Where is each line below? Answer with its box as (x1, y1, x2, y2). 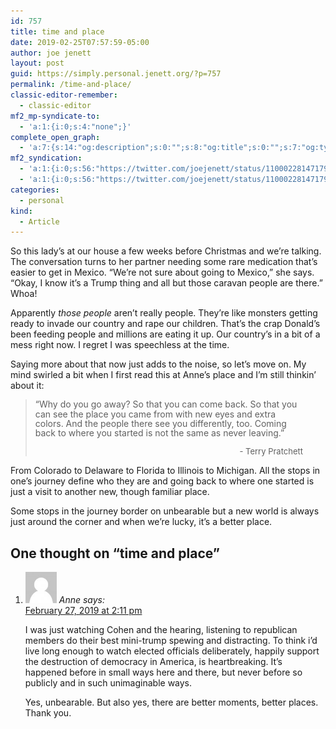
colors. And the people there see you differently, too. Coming (34, 418, 287, 430)
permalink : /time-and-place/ (10, 80, 132, 90)
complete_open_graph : (10, 132, 101, 142)
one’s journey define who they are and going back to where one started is (10, 475, 315, 487)
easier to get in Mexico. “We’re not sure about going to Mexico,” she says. (10, 266, 315, 279)
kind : (10, 206, 33, 216)
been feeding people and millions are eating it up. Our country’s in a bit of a (10, 328, 321, 340)
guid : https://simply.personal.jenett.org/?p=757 (10, 69, 222, 79)
